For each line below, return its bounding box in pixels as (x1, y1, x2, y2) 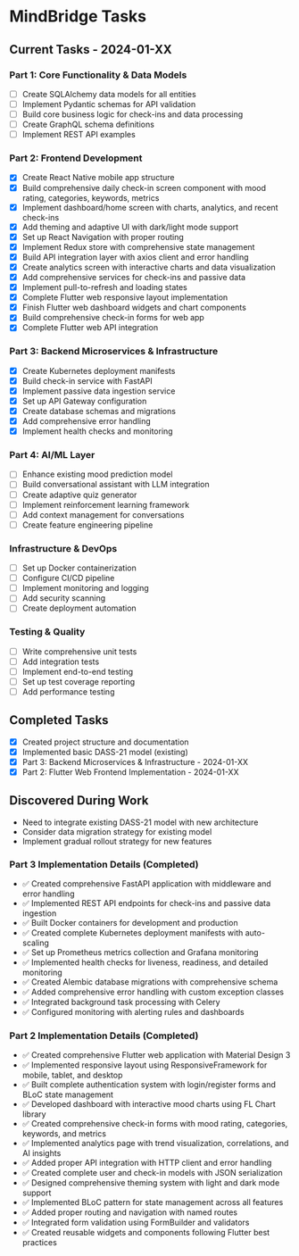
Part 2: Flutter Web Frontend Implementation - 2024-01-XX (21, 766, 239, 778)
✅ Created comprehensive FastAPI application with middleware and (21, 878, 272, 889)
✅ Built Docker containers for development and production (21, 918, 238, 928)
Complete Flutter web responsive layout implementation (21, 292, 228, 303)
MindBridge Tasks (9, 6, 147, 27)
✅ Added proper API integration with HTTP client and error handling (21, 1158, 272, 1169)
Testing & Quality (9, 626, 86, 638)
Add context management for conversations (21, 509, 185, 520)
